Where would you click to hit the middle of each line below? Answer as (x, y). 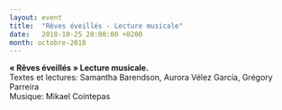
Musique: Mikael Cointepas (60, 97)
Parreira (24, 87)
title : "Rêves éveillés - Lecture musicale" (96, 26)
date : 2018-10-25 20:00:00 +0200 (76, 34)
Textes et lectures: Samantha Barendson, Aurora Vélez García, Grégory (141, 78)
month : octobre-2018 (48, 42)
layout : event (36, 17)
